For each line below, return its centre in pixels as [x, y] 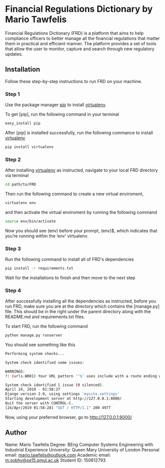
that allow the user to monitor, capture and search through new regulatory [80, 49]
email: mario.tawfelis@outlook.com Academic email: [58, 455]
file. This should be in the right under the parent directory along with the [78, 312]
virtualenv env [21, 203]
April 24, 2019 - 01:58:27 [33, 389]
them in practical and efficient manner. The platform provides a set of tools [81, 43]
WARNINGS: [15, 371]
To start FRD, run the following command [46, 326]
